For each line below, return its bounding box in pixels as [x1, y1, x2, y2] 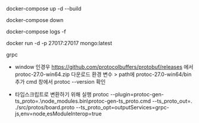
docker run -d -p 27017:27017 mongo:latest [6, 40, 113, 46]
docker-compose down [6, 17, 64, 23]
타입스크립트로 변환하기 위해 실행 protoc [14, 91, 109, 97]
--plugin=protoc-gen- [110, 91, 164, 97]
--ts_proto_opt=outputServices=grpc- [76, 104, 170, 111]
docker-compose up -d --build [6, 5, 82, 12]
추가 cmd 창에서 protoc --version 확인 [14, 78, 106, 85]
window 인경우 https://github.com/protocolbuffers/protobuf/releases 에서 [14, 64, 194, 70]
